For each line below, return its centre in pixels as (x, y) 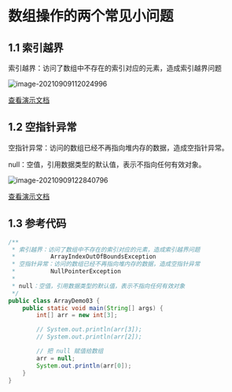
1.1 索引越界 (36, 48)
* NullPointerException (66, 272)
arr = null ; (56, 358)
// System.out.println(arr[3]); (90, 330)
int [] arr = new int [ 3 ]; (77, 316)
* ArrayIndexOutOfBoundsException (84, 257)
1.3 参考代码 (37, 224)
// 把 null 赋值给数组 (70, 351)
